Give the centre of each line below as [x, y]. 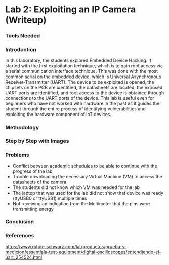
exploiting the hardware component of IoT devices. [58, 115]
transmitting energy [33, 209]
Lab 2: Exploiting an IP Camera [71, 9]
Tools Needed [23, 36]
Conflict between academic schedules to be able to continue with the [85, 166]
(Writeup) [26, 20]
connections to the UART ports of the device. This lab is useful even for [80, 98]
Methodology [22, 128]
